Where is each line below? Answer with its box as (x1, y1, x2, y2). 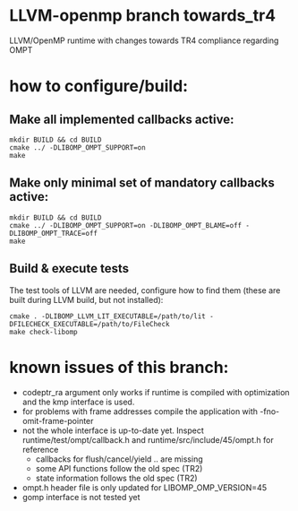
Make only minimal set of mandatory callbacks (9, 176, 275, 191)
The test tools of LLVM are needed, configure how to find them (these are (9, 284, 281, 296)
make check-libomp (9, 327, 78, 336)
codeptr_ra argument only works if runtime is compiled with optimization (21, 386, 290, 397)
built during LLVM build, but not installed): (9, 294, 164, 305)
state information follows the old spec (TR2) (35, 472, 199, 483)
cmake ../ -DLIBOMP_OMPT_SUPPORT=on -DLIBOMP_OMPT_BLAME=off (9, 221, 243, 230)
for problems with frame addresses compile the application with (21, 405, 258, 417)
